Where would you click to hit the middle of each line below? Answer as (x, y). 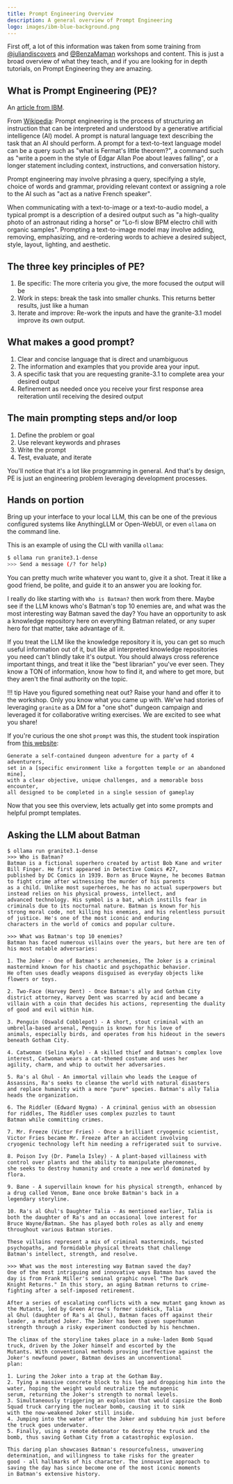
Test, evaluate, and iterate (54, 457)
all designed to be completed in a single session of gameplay (101, 793)
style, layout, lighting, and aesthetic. (59, 244)
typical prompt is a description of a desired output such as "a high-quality (113, 215)
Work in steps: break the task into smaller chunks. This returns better (116, 298)
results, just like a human (53, 305)
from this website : (33, 743)
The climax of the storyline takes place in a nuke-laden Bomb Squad (110, 1340)
